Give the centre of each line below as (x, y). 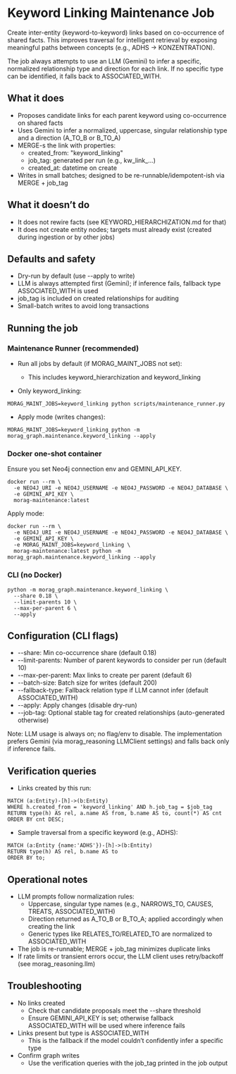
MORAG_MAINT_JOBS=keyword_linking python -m (74, 430)
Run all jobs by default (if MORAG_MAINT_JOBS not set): (100, 364)
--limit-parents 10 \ (45, 602)
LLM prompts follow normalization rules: (76, 896)
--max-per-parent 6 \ (45, 608)
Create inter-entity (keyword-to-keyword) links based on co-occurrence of (116, 32)
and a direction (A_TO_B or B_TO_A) (69, 138)
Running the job (43, 328)
